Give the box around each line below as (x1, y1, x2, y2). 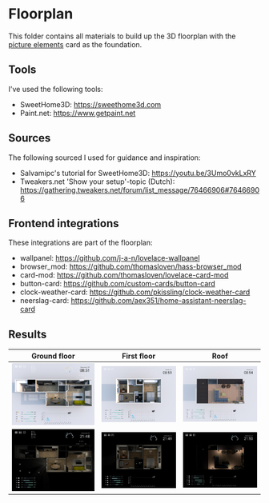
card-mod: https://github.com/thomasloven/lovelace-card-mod (19, 270, 229, 280)
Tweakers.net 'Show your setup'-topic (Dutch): (19, 177, 175, 186)
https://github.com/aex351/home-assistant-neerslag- (70, 296, 247, 305)
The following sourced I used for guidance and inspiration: (8, 153, 201, 162)
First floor (122, 351, 156, 361)
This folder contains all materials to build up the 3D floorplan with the (8, 31, 236, 41)
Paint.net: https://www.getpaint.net (19, 108, 136, 118)
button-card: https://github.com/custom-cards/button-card (19, 279, 216, 289)
